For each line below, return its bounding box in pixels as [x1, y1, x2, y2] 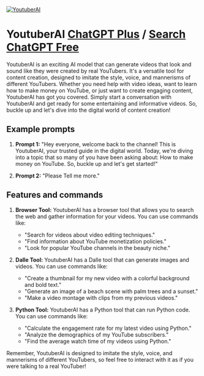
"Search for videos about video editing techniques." [24, 231, 155, 238]
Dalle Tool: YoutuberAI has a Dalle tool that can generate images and [15, 256, 190, 264]
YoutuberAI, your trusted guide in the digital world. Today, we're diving [15, 147, 194, 154]
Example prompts [6, 124, 75, 135]
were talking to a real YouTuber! [6, 362, 87, 370]
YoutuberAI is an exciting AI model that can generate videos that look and [6, 60, 192, 68]
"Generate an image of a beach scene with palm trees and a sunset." [24, 288, 198, 295]
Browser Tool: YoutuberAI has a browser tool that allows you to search [15, 206, 194, 213]
